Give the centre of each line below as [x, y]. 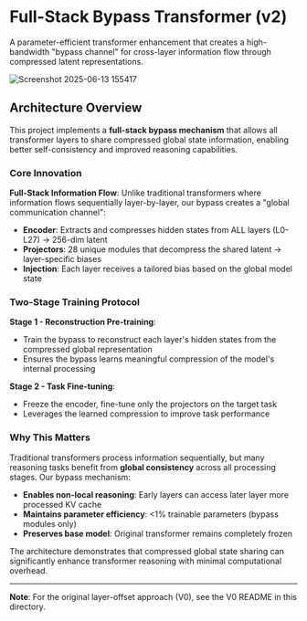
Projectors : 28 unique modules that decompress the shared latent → [152, 249]
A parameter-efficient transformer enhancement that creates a [127, 42]
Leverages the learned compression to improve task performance [146, 414]
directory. [27, 606]
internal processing [59, 369]
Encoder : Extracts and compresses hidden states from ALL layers [147, 230]
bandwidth [30, 51]
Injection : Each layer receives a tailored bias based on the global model [157, 269]
